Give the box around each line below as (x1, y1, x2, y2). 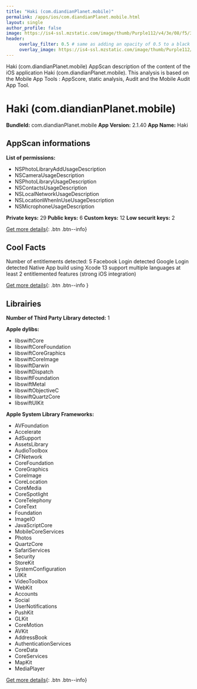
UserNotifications (14, 603, 57, 610)
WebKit (14, 584, 33, 591)
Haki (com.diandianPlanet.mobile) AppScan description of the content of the (6, 63, 191, 70)
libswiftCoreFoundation (14, 344, 72, 351)
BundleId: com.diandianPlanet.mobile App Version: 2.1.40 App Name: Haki (6, 121, 189, 128)
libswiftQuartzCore (14, 393, 60, 400)
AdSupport (14, 435, 41, 442)
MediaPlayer (14, 665, 45, 672)
